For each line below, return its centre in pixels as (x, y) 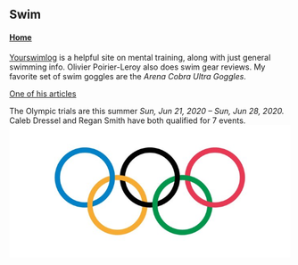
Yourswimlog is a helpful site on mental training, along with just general (140, 57)
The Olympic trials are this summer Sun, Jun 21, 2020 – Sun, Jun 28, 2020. (147, 111)
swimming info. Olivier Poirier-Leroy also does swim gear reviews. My (137, 67)
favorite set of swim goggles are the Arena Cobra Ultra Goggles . (128, 76)
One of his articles (43, 94)
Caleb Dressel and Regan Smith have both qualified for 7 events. (128, 120)
